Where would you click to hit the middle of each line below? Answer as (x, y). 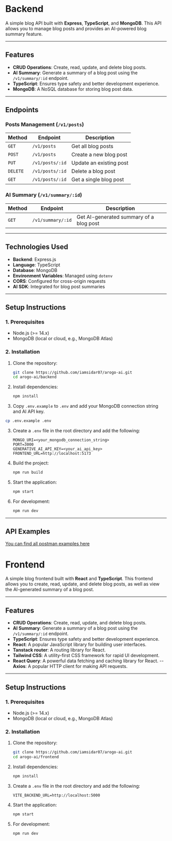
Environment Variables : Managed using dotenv (62, 276)
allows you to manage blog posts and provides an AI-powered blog (76, 28)
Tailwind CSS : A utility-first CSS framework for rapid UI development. (86, 656)
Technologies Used (37, 247)
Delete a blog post (93, 171)
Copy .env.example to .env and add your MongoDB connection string (85, 406)
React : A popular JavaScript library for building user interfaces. (80, 645)
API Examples (28, 531)
